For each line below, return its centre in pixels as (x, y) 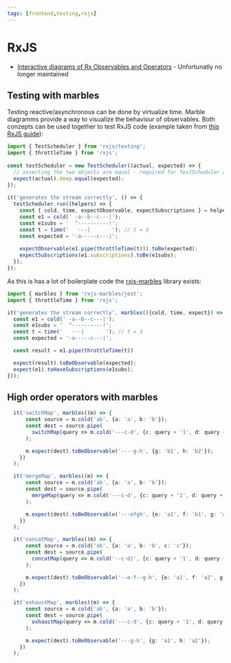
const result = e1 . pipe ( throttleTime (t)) (74, 351)
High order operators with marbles (82, 397)
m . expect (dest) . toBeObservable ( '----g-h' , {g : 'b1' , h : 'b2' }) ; (119, 451)
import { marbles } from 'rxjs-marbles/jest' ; (75, 294)
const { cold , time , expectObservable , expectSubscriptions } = (113, 210)
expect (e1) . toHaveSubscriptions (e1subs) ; (74, 369)
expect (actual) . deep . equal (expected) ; (69, 178)
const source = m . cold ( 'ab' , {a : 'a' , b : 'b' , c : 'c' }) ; (109, 546)
